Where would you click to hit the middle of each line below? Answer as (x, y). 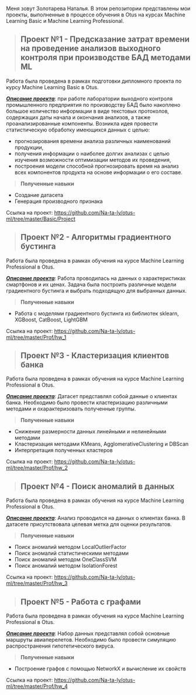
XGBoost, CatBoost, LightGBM (51, 320)
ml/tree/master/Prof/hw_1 (36, 337)
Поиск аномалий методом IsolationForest (66, 566)
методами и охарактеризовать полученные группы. (71, 409)
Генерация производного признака (59, 201)
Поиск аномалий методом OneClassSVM (66, 560)
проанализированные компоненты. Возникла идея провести (82, 123)
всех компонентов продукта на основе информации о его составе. (98, 172)
